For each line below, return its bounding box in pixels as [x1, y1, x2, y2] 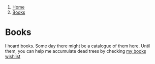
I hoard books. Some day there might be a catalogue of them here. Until [5, 43, 151, 49]
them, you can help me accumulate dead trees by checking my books [5, 48, 147, 54]
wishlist [5, 53, 21, 59]
